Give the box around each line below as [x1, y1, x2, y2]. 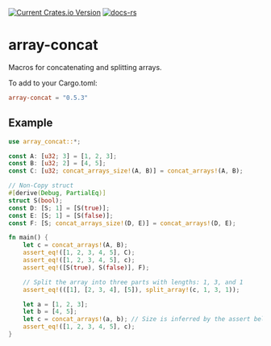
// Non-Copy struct [8, 181, 74, 190]
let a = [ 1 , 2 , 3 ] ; [23, 300, 89, 308]
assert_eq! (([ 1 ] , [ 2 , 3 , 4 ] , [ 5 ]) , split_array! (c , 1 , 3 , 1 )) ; [23, 286, 240, 294]
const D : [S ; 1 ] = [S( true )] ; [8, 204, 110, 212]
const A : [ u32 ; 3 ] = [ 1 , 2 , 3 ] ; [8, 152, 117, 160]
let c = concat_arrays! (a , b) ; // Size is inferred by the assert [23, 315, 251, 323]
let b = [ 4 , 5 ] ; [23, 307, 78, 316]
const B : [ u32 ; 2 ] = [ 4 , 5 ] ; [8, 160, 106, 168]
